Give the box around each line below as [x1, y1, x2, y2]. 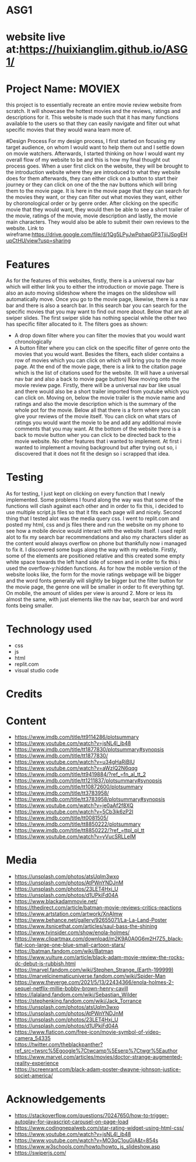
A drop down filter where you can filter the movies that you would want [14, 332, 185, 339]
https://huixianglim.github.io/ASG [19, 43, 188, 56]
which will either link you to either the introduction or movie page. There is [6, 283, 185, 290]
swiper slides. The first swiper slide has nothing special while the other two [6, 315, 187, 322]
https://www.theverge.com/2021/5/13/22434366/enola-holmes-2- [14, 979, 174, 986]
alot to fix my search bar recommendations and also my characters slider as [6, 534, 188, 541]
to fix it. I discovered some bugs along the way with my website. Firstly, [6, 546, 178, 553]
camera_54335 [14, 1035, 51, 1042]
